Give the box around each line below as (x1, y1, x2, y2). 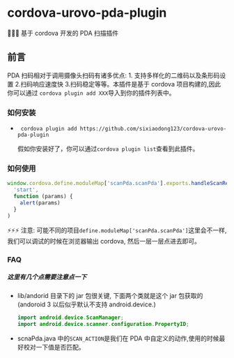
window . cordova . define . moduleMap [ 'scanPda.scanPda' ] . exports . (7, 180, 192, 187)
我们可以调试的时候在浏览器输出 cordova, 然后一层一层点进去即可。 (7, 237, 201, 245)
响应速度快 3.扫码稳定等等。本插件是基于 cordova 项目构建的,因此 (32, 80, 221, 88)
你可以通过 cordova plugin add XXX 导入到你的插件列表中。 (7, 89, 175, 97)
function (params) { (13, 193, 73, 200)
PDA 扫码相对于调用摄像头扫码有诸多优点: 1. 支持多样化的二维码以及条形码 (7, 71, 220, 80)
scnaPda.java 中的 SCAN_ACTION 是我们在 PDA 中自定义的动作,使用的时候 (17, 334, 219, 343)
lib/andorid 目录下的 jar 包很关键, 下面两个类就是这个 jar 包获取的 (17, 292, 203, 300)
